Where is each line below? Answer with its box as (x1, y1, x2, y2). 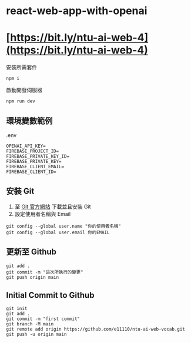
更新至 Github (6, 247, 57, 257)
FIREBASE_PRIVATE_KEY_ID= (6, 153, 69, 159)
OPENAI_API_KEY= (6, 143, 46, 149)
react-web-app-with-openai (6, 4, 148, 18)
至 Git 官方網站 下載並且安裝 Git (14, 203, 91, 210)
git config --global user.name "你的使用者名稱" (6, 223, 122, 229)
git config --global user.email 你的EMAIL (6, 229, 110, 235)
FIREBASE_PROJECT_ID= (6, 148, 59, 154)
